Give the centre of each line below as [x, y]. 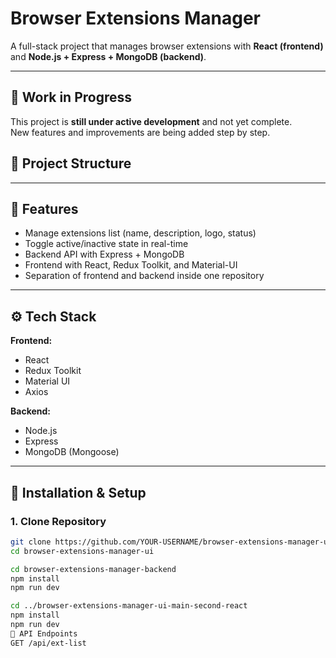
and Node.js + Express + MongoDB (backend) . [108, 56]
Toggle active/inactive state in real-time [106, 244]
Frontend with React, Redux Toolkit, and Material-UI [131, 265]
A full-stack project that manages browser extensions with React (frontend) [167, 46]
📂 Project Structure [71, 163]
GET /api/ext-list [48, 643]
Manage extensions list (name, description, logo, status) [140, 233]
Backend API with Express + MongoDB [104, 254]
